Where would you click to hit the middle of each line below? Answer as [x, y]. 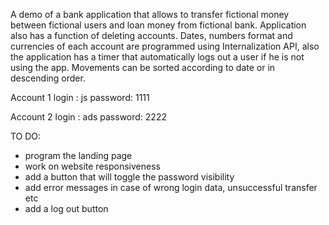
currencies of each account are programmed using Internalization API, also [165, 46]
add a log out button [66, 208]
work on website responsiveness [92, 166]
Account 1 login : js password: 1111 [80, 97]
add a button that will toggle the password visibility [129, 177]
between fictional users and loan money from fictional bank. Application [158, 25]
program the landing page [78, 155]
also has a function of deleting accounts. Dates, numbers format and [151, 35]
